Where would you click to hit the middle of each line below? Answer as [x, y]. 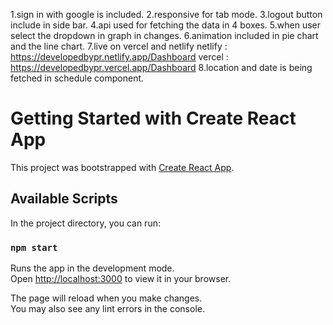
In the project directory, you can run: [85, 223]
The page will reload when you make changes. [106, 298]
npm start [34, 247]
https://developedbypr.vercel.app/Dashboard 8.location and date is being [161, 67]
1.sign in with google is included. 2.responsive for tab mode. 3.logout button [166, 14]
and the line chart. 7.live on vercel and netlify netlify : [119, 46]
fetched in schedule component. [77, 78]
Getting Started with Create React [153, 118]
